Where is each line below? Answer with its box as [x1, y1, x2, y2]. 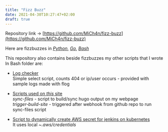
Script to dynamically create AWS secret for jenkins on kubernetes [12, 116, 150, 122]
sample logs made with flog [12, 81, 70, 87]
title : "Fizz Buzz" [5, 7, 46, 13]
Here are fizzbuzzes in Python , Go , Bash [5, 46, 89, 52]
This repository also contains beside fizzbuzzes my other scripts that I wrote [5, 55, 163, 61]
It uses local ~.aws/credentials [12, 121, 76, 128]
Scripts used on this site [12, 91, 63, 97]
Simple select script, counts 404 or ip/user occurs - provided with [12, 76, 149, 82]
